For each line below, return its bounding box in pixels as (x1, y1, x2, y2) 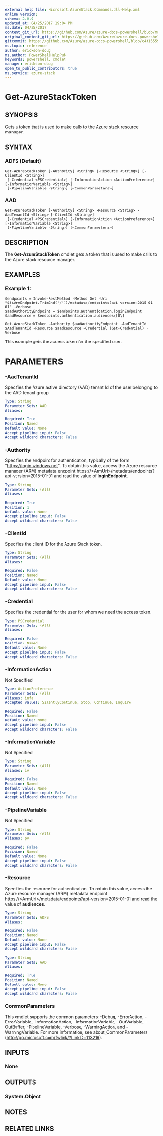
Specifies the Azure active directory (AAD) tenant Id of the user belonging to (5, 384, 158, 390)
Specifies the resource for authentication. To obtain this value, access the (5, 885, 153, 891)
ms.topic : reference (5, 43, 47, 48)
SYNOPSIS (5, 111, 38, 119)
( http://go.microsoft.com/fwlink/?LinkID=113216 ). (5, 1035, 103, 1041)
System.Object (5, 1093, 41, 1099)
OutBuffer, (5, 1024, 26, 1030)
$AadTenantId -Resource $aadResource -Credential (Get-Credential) (5, 326, 145, 331)
